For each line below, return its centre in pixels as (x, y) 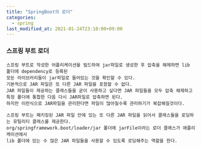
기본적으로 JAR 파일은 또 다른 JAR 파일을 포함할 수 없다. (69, 84)
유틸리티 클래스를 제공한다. (42, 121)
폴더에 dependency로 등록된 (37, 71)
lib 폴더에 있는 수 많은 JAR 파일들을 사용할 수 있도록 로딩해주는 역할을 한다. (92, 141)
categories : (21, 17)
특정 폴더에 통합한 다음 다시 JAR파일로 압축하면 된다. (65, 97)
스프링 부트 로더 (28, 51)
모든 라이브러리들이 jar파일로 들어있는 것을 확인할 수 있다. (71, 78)
